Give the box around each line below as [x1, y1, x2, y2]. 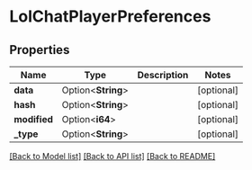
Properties [9, 42, 70, 58]
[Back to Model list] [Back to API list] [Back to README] [9, 151, 216, 161]
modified [13, 113, 54, 125]
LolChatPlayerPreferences [9, 6, 211, 27]
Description [137, 69, 189, 81]
